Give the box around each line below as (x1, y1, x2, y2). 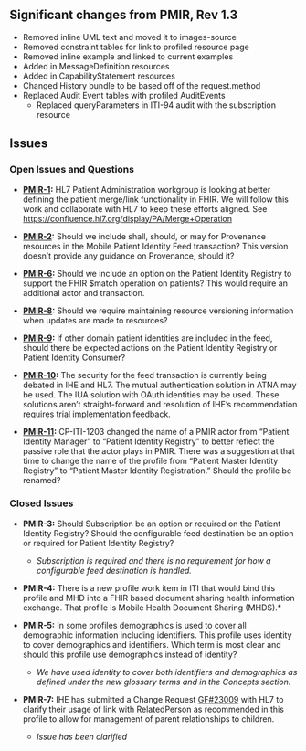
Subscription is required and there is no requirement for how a (36, 555, 271, 566)
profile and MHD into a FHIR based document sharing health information (22, 592, 295, 603)
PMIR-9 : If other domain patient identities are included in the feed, (22, 333, 273, 344)
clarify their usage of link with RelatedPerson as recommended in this (22, 703, 285, 714)
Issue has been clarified (36, 731, 128, 742)
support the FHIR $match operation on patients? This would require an (22, 278, 288, 289)
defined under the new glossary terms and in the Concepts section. (36, 676, 291, 687)
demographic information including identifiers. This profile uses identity (22, 629, 292, 640)
